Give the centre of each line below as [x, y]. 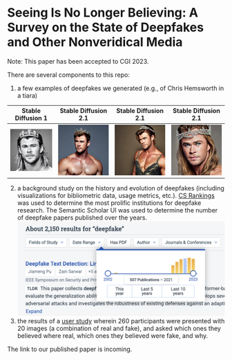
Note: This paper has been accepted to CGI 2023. [78, 61]
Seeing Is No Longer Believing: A [103, 13]
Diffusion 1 [31, 118]
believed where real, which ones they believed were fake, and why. [113, 336]
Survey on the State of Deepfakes [106, 27]
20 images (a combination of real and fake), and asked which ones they [119, 328]
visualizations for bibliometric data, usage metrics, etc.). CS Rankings [116, 196]
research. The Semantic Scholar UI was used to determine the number [117, 210]
